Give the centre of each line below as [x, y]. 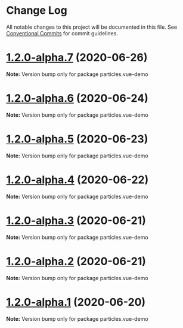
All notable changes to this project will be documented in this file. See [92, 27]
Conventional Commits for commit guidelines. [62, 33]
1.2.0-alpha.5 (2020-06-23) [77, 139]
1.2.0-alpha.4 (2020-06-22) [77, 180]
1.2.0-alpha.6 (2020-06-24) [77, 98]
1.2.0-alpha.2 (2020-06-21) [76, 261]
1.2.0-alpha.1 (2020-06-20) [76, 302]
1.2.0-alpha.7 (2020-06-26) [77, 58]
